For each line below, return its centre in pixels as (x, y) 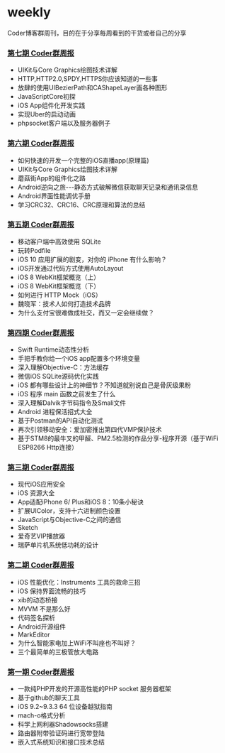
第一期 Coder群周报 (41, 672)
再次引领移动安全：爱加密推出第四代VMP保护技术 (90, 430)
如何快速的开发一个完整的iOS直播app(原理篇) (83, 160)
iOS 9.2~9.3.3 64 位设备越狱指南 (65, 707)
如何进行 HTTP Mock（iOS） (59, 295)
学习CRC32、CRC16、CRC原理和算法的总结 (81, 205)
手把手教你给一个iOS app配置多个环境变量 (79, 359)
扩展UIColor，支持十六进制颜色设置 (69, 511)
